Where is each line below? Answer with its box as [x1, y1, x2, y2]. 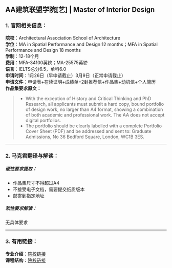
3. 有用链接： [5, 238, 38, 245]
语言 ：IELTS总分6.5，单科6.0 [5, 66, 67, 72]
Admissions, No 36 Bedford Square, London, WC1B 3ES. [25, 133, 144, 140]
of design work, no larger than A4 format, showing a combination [25, 106, 163, 112]
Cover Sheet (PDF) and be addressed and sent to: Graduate [25, 128, 152, 134]
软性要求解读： [5, 205, 37, 212]
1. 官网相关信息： [5, 22, 48, 29]
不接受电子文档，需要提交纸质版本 [12, 186, 85, 192]
